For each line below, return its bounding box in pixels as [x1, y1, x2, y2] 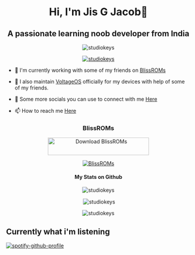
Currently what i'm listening [6, 226, 110, 236]
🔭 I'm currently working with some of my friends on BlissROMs [14, 67, 166, 74]
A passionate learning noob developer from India [7, 29, 190, 39]
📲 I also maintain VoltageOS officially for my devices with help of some [14, 78, 185, 85]
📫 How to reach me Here [14, 108, 77, 114]
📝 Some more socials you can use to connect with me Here [14, 96, 158, 102]
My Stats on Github [74, 173, 122, 180]
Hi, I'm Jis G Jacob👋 [49, 5, 148, 19]
